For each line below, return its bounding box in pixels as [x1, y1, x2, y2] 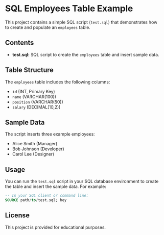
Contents [5, 39, 34, 47]
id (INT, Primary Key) [12, 88, 55, 94]
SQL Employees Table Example [5, 3, 133, 14]
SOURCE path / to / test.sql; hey [5, 198, 67, 203]
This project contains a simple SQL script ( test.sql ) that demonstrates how [5, 19, 158, 25]
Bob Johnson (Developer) [12, 146, 65, 152]
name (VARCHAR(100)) [12, 94, 56, 100]
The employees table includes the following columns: [5, 79, 110, 85]
